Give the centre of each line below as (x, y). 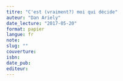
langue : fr (20, 35)
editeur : (17, 69)
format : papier (25, 29)
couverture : (21, 52)
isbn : (13, 57)
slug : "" (17, 46)
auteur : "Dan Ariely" (34, 18)
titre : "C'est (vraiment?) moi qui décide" (62, 12)
